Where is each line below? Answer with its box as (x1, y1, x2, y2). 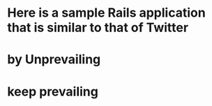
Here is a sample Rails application (7, 5, 206, 21)
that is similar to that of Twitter (7, 20, 189, 36)
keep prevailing (7, 84, 99, 99)
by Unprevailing (7, 52, 101, 68)
